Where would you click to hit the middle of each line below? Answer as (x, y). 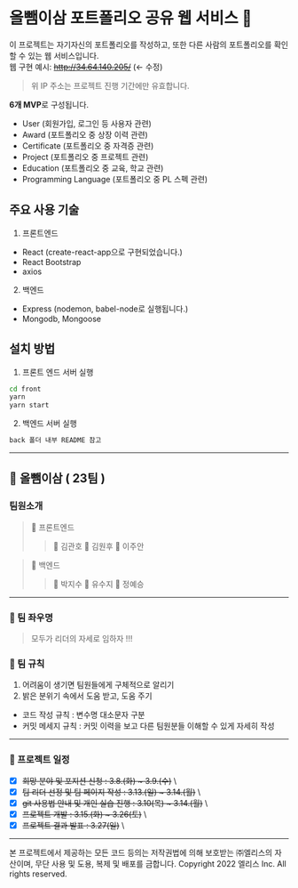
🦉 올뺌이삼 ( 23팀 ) (57, 478)
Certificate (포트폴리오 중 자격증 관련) (88, 145)
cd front (25, 389)
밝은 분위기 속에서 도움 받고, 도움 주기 (87, 696)
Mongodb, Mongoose (62, 319)
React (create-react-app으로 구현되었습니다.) (102, 252)
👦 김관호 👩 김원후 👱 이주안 (98, 546)
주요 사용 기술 (44, 210)
